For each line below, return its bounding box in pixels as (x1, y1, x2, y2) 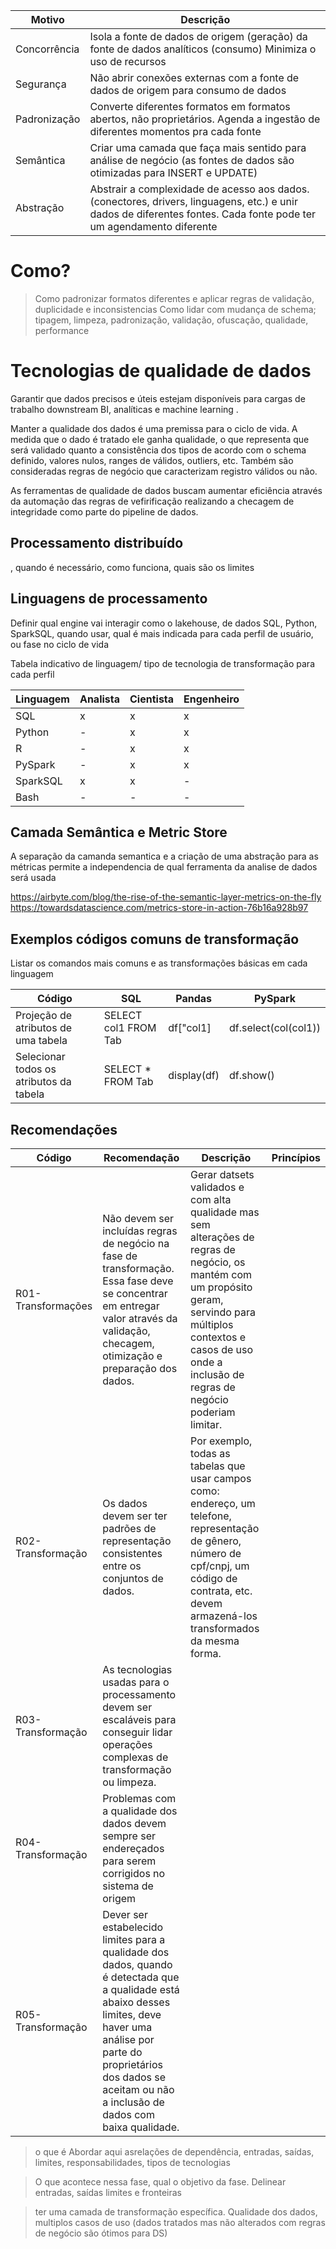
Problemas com (102, 1791, 177, 1805)
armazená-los (190, 1609, 258, 1623)
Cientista (129, 692, 175, 706)
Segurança (15, 77, 67, 91)
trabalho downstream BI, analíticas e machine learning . (10, 403, 239, 415)
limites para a (102, 1932, 166, 1946)
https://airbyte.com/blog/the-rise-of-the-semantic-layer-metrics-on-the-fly (10, 891, 322, 903)
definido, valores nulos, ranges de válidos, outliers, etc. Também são (10, 454, 294, 466)
